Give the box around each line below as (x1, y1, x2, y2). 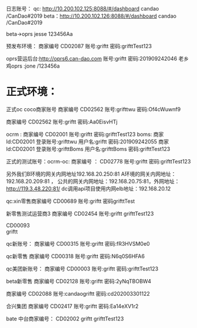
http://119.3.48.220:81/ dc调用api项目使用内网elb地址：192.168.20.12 (6, 185, 171, 192)
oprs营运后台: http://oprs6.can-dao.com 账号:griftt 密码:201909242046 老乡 (6, 55, 189, 62)
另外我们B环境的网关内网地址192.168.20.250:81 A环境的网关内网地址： (6, 170, 176, 178)
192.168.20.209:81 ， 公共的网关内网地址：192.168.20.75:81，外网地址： (6, 178, 180, 185)
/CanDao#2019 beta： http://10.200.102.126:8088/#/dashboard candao (6, 12, 176, 19)
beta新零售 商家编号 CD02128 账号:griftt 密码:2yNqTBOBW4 (6, 277, 152, 285)
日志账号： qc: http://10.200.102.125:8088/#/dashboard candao (6, 5, 159, 12)
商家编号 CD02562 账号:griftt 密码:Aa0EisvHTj (6, 118, 118, 125)
